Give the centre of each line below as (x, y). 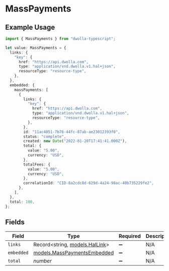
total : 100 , (22, 202)
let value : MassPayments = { (36, 48)
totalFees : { (37, 164)
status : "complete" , (45, 137)
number (43, 261)
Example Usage (30, 27)
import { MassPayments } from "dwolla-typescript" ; (60, 39)
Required (130, 236)
